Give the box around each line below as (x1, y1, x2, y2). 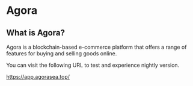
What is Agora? (6, 28, 65, 38)
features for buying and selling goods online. (6, 50, 117, 57)
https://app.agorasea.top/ (6, 73, 70, 80)
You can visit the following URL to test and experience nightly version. (6, 61, 180, 69)
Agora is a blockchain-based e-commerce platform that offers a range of (6, 43, 187, 51)
